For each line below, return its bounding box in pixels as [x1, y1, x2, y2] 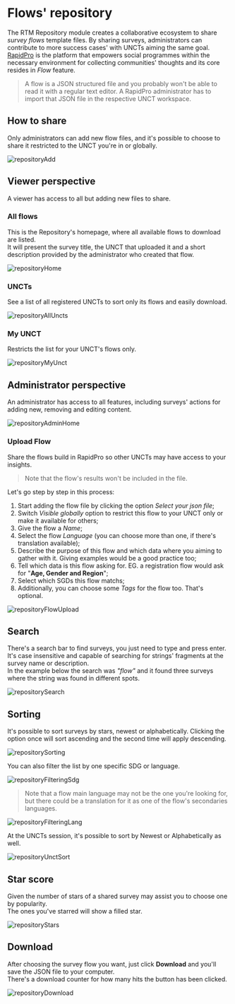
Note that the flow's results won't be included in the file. [24, 474, 188, 482]
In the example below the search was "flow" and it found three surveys [7, 667, 214, 675]
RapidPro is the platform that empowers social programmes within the [7, 51, 210, 59]
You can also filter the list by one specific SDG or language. [7, 762, 180, 770]
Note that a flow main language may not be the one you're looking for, [24, 789, 228, 798]
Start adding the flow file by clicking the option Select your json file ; [17, 501, 215, 510]
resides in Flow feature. [7, 66, 76, 74]
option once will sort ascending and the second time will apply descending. [7, 734, 227, 743]
